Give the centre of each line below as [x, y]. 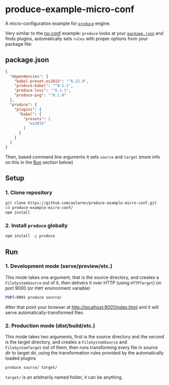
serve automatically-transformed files [44, 312]
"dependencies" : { [29, 76]
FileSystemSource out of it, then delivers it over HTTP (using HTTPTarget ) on [83, 283]
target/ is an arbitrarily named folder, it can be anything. [64, 377]
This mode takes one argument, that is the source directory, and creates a [82, 277]
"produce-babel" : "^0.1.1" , [44, 86]
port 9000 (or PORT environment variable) [48, 288]
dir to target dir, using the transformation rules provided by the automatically [84, 353]
